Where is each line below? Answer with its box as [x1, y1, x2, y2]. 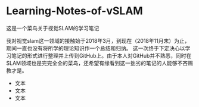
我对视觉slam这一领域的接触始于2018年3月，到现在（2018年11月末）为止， [6, 37, 190, 44]
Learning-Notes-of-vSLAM [6, 4, 143, 18]
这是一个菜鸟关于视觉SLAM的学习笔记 [6, 24, 99, 32]
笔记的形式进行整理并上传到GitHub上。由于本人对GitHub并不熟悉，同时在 [11, 52, 192, 59]
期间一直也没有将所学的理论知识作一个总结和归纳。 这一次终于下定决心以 [6, 45, 185, 52]
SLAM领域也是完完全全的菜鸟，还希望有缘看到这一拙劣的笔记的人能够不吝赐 [6, 59, 194, 67]
